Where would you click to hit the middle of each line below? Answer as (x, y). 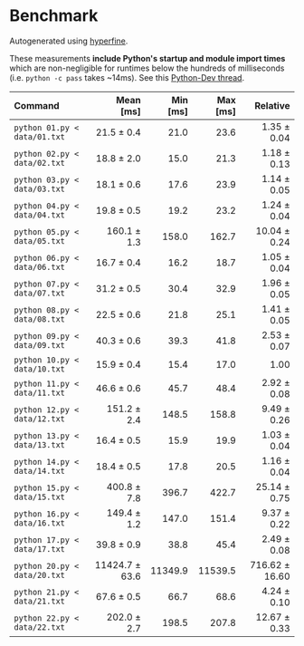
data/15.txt (40, 497)
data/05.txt (40, 241)
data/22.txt (40, 627)
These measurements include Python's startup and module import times (147, 58)
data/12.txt (40, 419)
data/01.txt (40, 136)
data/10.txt (40, 369)
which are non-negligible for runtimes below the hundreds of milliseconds (147, 68)
